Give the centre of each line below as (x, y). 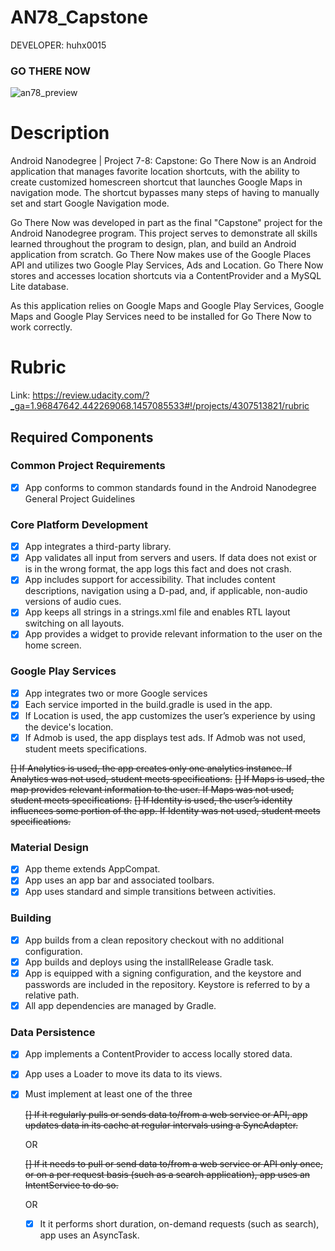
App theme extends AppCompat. (92, 869)
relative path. (52, 995)
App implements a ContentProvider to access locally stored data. (158, 1054)
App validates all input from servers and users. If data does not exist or (171, 558)
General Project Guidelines (80, 498)
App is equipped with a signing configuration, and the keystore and (163, 973)
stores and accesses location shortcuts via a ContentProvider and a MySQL (166, 276)
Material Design (49, 847)
